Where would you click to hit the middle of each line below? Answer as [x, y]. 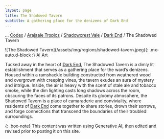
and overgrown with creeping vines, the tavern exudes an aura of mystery [80, 80]
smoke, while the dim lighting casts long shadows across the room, [73, 91]
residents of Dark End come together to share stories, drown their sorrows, [81, 106]
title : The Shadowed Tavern [34, 15]
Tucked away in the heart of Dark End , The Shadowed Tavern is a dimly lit [80, 65]
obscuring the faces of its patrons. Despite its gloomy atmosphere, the [76, 96]
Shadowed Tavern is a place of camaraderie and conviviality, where [73, 101]
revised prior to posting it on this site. [43, 131]
